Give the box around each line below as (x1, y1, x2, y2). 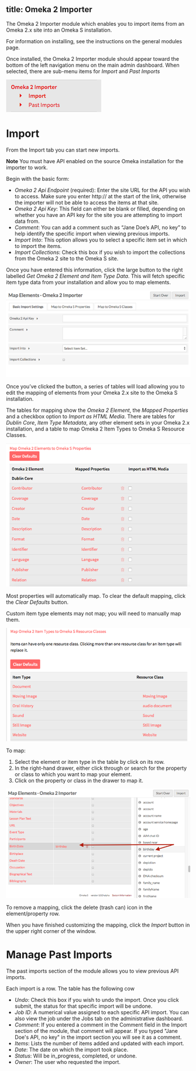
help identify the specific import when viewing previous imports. (14, 230, 170, 237)
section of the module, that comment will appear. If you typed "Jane (14, 1027, 178, 1034)
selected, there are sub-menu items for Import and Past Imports (6, 67, 160, 75)
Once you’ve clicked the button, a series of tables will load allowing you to (6, 383, 185, 390)
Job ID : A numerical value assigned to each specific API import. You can (14, 1008, 189, 1015)
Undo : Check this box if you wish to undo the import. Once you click (14, 996, 180, 1003)
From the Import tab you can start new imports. (6, 146, 120, 153)
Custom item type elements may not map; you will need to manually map (6, 610, 181, 617)
